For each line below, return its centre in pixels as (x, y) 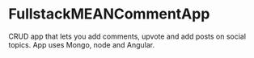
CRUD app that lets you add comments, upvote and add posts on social (127, 36)
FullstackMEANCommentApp (109, 14)
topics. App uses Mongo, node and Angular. (82, 44)
